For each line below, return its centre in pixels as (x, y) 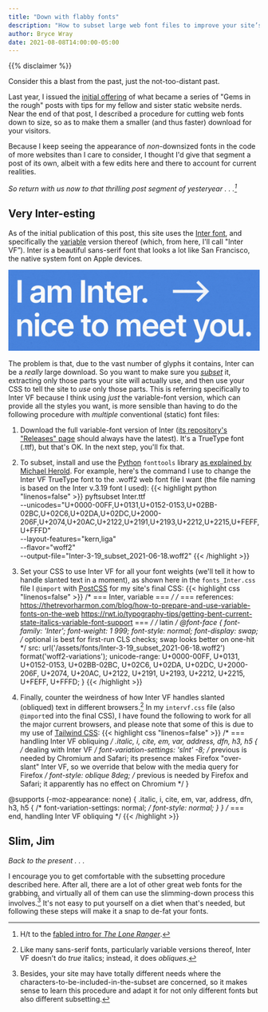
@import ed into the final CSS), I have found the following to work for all (135, 715)
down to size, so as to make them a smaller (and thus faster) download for (130, 122)
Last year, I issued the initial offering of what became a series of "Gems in (130, 97)
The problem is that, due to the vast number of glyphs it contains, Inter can (131, 364)
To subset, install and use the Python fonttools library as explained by (136, 463)
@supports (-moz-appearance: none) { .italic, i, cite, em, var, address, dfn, (131, 799)
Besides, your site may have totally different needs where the (120, 974)
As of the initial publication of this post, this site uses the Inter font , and (125, 233)
